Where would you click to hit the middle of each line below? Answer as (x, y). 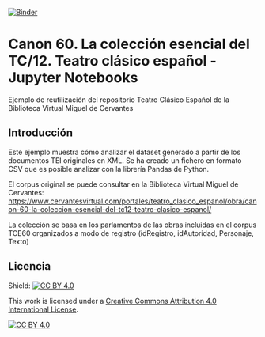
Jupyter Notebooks (73, 78)
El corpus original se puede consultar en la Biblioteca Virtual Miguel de (123, 184)
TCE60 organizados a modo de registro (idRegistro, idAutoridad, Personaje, (131, 233)
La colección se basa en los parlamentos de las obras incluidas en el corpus (132, 225)
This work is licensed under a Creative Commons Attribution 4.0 (113, 301)
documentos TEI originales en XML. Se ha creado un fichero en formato (125, 160)
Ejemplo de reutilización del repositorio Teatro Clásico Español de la (119, 100)
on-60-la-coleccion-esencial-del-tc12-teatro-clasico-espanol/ (110, 209)
